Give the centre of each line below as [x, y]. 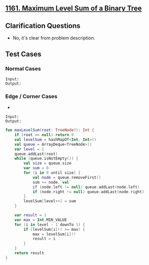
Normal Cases [23, 68]
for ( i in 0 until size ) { [52, 173]
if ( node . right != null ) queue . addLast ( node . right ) [88, 192]
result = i [44, 239]
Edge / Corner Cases [31, 96]
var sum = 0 [36, 168]
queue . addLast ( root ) [36, 154]
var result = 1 [31, 215]
